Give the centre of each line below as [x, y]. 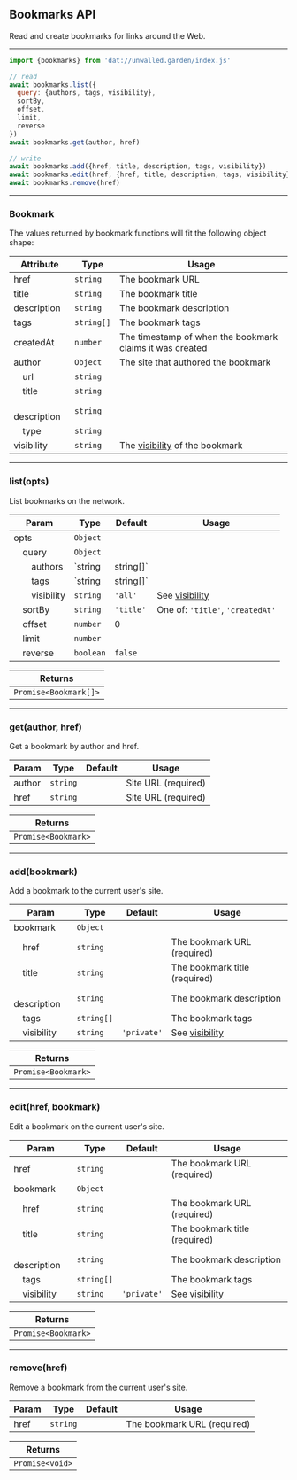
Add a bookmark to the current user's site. [86, 891]
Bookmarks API [53, 15]
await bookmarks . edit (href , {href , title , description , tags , [126, 175]
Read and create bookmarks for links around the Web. [107, 35]
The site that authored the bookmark [195, 362]
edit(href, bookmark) [55, 1107]
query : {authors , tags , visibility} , [87, 93]
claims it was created [163, 348]
